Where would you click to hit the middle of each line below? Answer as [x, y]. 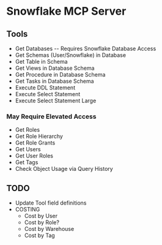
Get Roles [28, 130]
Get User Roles [34, 156]
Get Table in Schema [42, 62]
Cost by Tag [39, 236]
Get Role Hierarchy [39, 137]
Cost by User [41, 216]
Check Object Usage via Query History [64, 169]
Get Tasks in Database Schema [54, 81]
